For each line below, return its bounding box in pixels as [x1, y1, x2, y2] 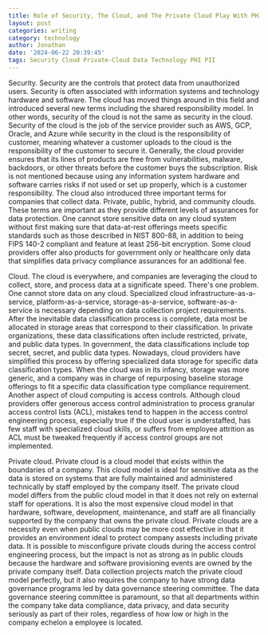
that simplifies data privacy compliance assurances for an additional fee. [8, 256, 246, 266]
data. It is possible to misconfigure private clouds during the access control [8, 541, 257, 550]
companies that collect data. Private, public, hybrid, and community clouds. [8, 196, 257, 206]
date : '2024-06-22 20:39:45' [8, 49, 105, 57]
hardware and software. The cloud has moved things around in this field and [8, 95, 259, 105]
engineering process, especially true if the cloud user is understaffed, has [8, 416, 251, 425]
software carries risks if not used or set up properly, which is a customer [8, 179, 247, 189]
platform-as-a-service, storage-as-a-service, [36, 297, 186, 306]
